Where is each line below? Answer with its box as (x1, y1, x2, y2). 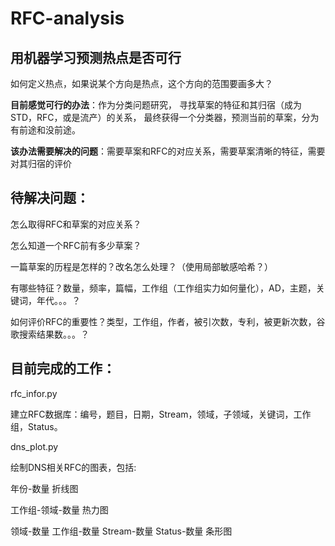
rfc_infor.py (10, 387, 58, 399)
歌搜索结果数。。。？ (10, 328, 90, 340)
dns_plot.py (10, 440, 59, 452)
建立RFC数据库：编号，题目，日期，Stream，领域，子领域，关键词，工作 (10, 408, 312, 420)
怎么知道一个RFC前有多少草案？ (10, 239, 142, 251)
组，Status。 (10, 420, 63, 432)
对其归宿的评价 (10, 158, 72, 169)
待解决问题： (10, 190, 90, 207)
